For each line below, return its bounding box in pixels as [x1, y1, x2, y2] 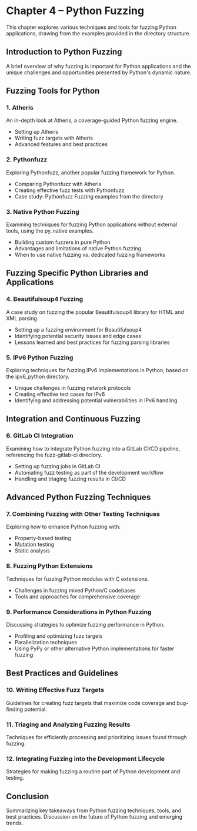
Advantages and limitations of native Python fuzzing [14, 245, 142, 252]
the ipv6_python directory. [6, 373, 70, 380]
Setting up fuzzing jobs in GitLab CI [14, 462, 101, 469]
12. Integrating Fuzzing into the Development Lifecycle [6, 754, 165, 763]
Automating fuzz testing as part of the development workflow [14, 469, 164, 476]
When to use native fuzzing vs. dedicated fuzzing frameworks [14, 251, 166, 259]
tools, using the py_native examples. [6, 227, 94, 234]
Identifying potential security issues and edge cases [14, 332, 141, 339]
